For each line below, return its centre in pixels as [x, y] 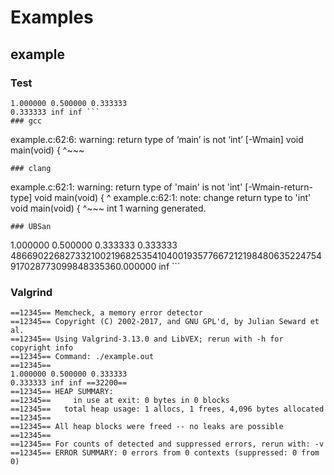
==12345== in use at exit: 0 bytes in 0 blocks [120, 401]
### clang [31, 168]
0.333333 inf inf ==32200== [69, 383]
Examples [52, 17]
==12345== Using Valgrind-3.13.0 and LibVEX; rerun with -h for [147, 339]
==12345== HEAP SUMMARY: [62, 392]
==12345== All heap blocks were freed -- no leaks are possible [147, 427]
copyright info [42, 348]
